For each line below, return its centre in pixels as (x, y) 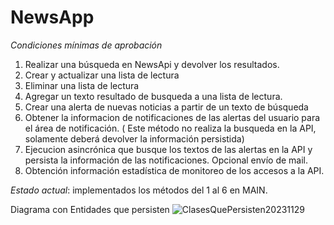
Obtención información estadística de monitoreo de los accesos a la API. (174, 170)
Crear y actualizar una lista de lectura (102, 75)
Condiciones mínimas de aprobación (86, 45)
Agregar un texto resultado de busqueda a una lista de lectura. (153, 96)
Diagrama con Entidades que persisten (90, 209)
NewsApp (52, 17)
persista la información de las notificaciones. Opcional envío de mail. (166, 160)
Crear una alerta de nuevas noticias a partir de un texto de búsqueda (166, 107)
